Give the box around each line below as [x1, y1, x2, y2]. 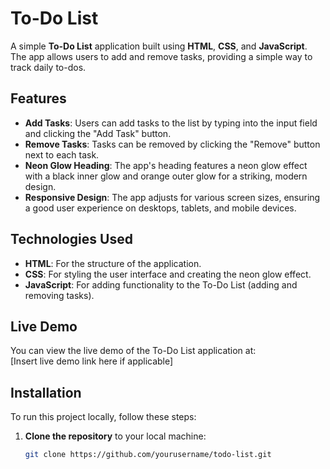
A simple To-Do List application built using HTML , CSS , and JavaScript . [10, 40, 308, 52]
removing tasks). [24, 289, 95, 301]
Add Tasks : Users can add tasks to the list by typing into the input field [24, 117, 318, 129]
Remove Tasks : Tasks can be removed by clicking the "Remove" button [24, 138, 321, 150]
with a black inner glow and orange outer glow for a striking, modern [24, 170, 308, 182]
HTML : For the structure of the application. [24, 257, 202, 269]
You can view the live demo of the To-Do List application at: [10, 345, 257, 357]
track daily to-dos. [10, 61, 87, 73]
